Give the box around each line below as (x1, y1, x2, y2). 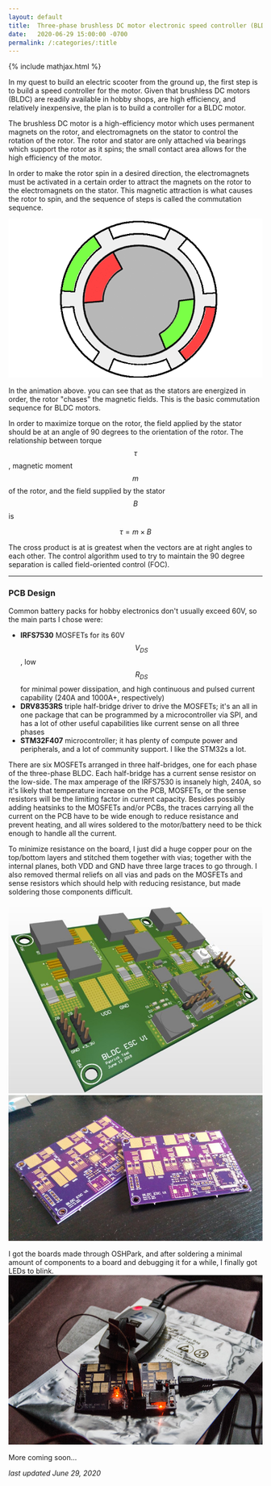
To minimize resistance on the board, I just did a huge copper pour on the (8, 844, 252, 854)
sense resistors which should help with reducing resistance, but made (8, 879, 241, 888)
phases (19, 727, 45, 737)
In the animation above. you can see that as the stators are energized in (8, 386, 246, 395)
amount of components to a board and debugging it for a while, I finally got (8, 1258, 258, 1267)
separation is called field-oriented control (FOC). (8, 560, 170, 570)
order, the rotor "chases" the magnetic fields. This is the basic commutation (8, 394, 261, 404)
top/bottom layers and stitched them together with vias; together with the (8, 853, 252, 862)
